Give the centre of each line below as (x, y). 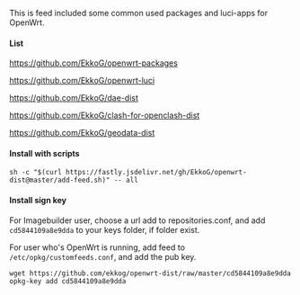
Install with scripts (44, 153)
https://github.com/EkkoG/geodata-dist (82, 133)
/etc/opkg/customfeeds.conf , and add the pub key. (103, 256)
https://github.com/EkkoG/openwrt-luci (82, 81)
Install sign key (38, 200)
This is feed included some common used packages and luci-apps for (139, 13)
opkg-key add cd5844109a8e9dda (68, 281)
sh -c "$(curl (36, 173)
